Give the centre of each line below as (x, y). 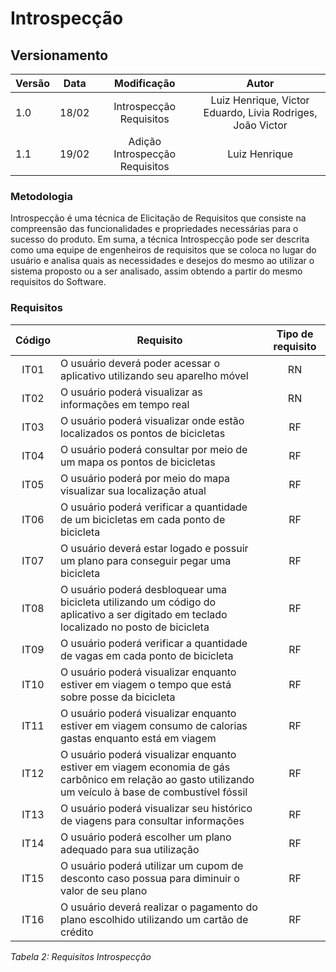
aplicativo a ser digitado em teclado (144, 614)
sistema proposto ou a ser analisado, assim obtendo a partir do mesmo (156, 271)
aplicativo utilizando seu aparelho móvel (154, 375)
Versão (33, 83)
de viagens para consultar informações (152, 820)
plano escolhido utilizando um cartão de (154, 919)
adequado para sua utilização (130, 849)
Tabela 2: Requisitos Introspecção (81, 956)
